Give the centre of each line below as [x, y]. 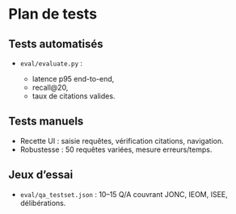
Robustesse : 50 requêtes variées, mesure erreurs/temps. [116, 149]
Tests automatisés [56, 44]
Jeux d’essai [41, 175]
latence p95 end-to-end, [73, 79]
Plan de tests [53, 14]
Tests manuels [46, 122]
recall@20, [50, 87]
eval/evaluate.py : [51, 63]
